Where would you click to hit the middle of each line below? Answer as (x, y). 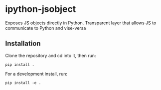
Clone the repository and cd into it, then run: (51, 55)
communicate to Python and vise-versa (46, 28)
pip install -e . (23, 83)
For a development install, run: (36, 74)
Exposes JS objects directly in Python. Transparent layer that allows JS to (81, 23)
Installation (23, 44)
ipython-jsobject (41, 9)
